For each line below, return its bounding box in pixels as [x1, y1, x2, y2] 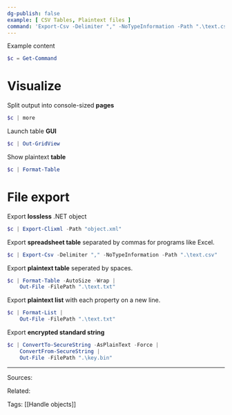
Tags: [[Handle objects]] [7, 400, 77, 408]
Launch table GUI [7, 127, 57, 135]
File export [7, 190, 70, 205]
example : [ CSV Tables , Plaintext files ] [7, 17, 131, 23]
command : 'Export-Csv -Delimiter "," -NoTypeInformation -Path [7, 23, 193, 30]
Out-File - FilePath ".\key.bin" [19, 354, 113, 361]
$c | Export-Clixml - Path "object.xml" [7, 225, 122, 232]
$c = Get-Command [7, 55, 57, 62]
